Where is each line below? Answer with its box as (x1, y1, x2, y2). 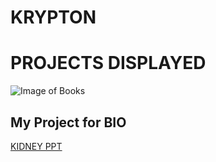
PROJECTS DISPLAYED (10, 52, 207, 75)
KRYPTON (10, 6, 97, 29)
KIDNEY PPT (10, 140, 63, 152)
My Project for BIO (10, 114, 127, 131)
